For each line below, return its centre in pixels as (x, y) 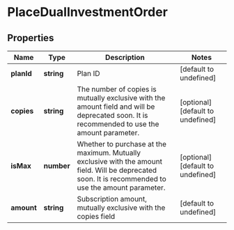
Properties (31, 38)
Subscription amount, (112, 199)
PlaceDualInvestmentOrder (88, 12)
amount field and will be (116, 107)
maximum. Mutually (109, 153)
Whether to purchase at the (122, 144)
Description (125, 58)
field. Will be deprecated (117, 170)
